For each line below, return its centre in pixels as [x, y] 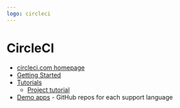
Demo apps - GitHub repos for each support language [95, 97]
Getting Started [39, 75]
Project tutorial [48, 90]
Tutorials [29, 82]
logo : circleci [29, 14]
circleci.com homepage [51, 68]
